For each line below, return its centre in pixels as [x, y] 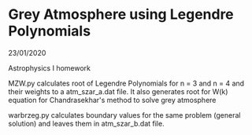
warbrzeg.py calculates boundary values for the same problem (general [124, 115]
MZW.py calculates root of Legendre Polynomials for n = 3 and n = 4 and [126, 83]
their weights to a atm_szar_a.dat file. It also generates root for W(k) [118, 91]
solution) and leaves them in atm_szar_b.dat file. [86, 123]
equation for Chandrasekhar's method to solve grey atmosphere [112, 100]
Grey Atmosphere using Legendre [121, 15]
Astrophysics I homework [49, 67]
